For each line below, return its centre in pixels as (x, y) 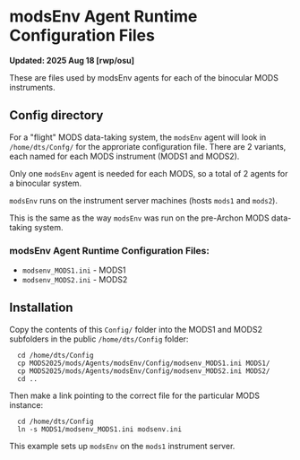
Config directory (56, 115)
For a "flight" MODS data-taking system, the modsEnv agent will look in (138, 137)
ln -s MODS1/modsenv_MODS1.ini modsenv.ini (99, 429)
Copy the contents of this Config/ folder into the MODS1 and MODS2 (136, 329)
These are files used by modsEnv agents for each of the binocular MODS (144, 77)
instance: (26, 404)
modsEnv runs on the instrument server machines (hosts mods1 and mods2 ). (143, 200)
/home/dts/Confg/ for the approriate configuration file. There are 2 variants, (148, 146)
